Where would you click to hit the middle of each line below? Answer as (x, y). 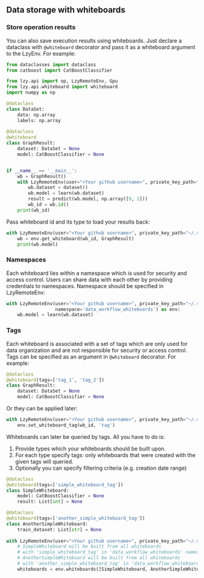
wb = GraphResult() (42, 176)
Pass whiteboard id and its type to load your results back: (78, 222)
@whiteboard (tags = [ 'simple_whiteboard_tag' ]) (65, 485)
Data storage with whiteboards (66, 10)
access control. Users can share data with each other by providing (90, 280)
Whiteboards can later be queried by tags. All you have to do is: (86, 436)
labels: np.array (39, 120)
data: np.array (36, 115)
